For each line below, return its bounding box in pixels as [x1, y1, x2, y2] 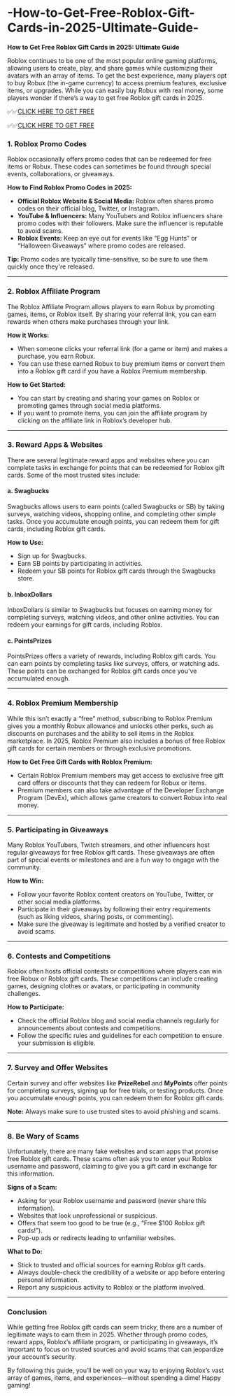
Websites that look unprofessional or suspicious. [17, 1211, 157, 1220]
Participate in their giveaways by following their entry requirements [17, 905, 211, 913]
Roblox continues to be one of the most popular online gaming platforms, [7, 56, 218, 64]
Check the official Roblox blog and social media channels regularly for [17, 1016, 220, 1025]
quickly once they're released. [7, 262, 94, 271]
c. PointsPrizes [7, 636, 52, 645]
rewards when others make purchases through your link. [7, 317, 170, 326]
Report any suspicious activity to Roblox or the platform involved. [17, 1283, 205, 1291]
